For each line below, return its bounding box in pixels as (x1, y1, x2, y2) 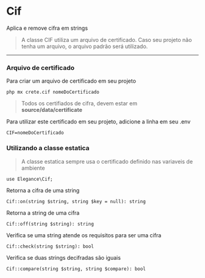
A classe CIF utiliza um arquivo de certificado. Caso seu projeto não (21, 36, 192, 43)
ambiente (21, 164, 45, 172)
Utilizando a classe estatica (6, 144, 90, 153)
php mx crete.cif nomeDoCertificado (6, 89, 99, 96)
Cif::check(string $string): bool (6, 243, 95, 249)
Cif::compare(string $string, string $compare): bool (6, 266, 146, 272)
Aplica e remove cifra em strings (6, 24, 88, 32)
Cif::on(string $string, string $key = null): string (6, 198, 146, 204)
